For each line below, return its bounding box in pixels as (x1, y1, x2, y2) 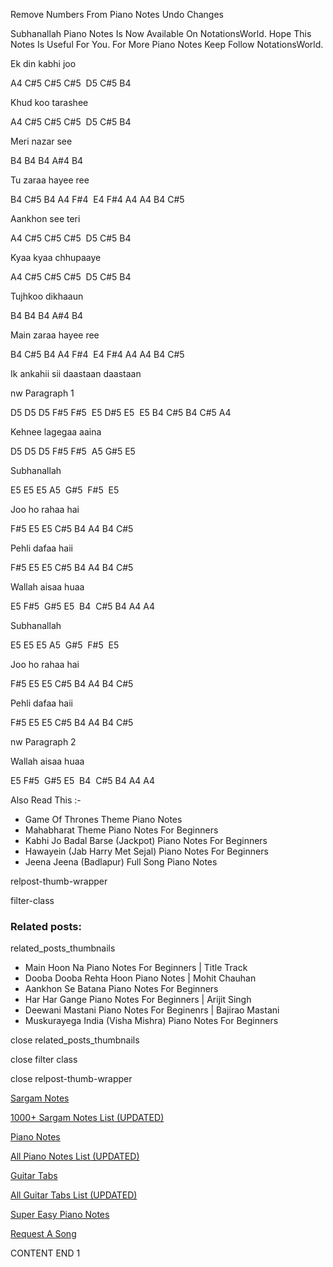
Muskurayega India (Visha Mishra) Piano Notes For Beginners (24, 1015, 279, 1027)
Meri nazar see (10, 135, 73, 147)
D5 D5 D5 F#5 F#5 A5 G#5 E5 (10, 445, 136, 457)
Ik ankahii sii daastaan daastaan (10, 368, 142, 379)
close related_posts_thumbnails (10, 1034, 140, 1046)
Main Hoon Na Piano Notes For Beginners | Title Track (24, 962, 248, 974)
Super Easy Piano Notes (10, 1209, 110, 1221)
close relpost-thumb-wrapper (10, 1073, 133, 1085)
